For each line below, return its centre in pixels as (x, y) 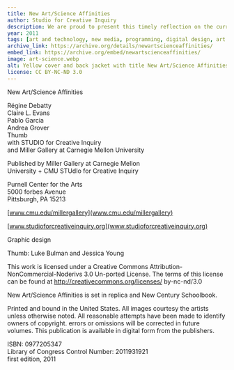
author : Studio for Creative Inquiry (62, 20)
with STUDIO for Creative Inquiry (54, 142)
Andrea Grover (29, 128)
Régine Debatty (30, 105)
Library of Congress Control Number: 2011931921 (78, 351)
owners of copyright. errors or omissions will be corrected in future (103, 323)
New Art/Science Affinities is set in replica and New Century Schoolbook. (112, 295)
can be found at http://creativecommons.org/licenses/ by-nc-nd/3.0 (105, 281)
